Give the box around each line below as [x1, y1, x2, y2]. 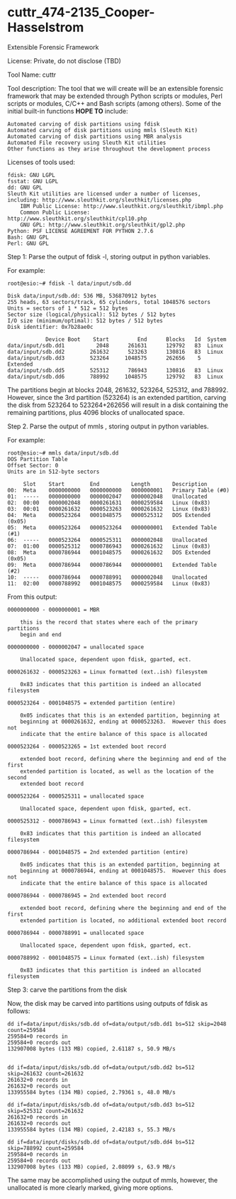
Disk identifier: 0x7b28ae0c [7, 323, 94, 330]
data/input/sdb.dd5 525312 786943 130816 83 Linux [7, 367, 223, 374]
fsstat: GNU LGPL [7, 178, 59, 185]
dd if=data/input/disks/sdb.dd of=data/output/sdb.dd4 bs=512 [7, 1138, 195, 1146]
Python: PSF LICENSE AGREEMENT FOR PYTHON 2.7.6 [7, 227, 154, 234]
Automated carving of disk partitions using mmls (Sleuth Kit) [7, 126, 198, 134]
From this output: [7, 592, 57, 601]
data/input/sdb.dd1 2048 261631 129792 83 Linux [7, 342, 223, 349]
